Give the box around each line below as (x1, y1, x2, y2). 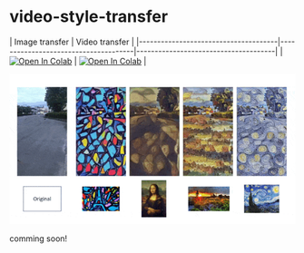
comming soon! (9, 233, 68, 244)
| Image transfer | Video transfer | (9, 36, 134, 47)
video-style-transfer (9, 6, 169, 27)
